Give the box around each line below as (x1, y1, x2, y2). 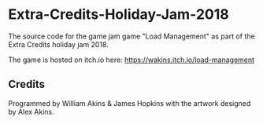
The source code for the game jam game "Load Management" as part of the (8, 31, 255, 41)
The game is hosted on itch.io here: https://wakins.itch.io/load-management (8, 55, 254, 64)
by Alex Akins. (8, 107, 55, 116)
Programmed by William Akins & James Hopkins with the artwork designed (8, 98, 251, 108)
